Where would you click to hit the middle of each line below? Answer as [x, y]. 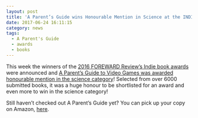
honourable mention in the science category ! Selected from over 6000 [92, 79]
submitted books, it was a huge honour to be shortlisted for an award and [95, 85]
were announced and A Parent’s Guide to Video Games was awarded [90, 73]
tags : [13, 33]
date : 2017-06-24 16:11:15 [39, 22]
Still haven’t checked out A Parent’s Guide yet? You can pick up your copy [96, 103]
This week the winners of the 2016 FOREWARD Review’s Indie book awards [98, 66]
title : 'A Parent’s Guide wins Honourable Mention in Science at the [93, 17]
